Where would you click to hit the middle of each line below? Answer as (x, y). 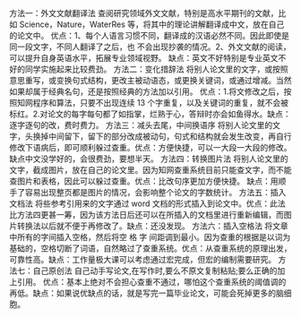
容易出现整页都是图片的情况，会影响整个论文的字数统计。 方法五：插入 (155, 192)
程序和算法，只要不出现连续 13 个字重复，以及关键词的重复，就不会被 (161, 103)
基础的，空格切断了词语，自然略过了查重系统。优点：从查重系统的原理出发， (150, 248)
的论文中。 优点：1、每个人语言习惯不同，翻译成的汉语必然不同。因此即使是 (149, 35)
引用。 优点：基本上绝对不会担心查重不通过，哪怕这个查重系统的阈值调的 (151, 282)
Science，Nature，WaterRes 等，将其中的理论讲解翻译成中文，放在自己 (152, 24)
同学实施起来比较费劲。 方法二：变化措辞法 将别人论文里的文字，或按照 (156, 69)
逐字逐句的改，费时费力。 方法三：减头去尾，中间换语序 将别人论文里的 (141, 125)
